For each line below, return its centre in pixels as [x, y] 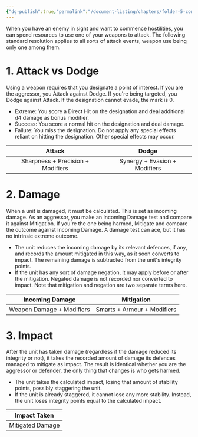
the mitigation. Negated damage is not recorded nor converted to [94, 278]
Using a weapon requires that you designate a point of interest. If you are [95, 87]
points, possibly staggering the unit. [58, 388]
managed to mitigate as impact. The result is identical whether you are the [96, 364]
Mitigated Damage [34, 425]
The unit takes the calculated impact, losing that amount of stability [96, 382]
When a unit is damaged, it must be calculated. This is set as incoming [91, 211]
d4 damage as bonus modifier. [52, 117]
